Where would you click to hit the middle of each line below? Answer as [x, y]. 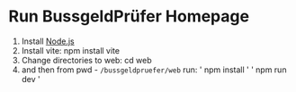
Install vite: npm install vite [71, 50]
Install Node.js [48, 41]
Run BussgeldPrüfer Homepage [129, 17]
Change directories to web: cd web [86, 60]
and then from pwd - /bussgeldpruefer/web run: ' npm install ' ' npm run [154, 70]
